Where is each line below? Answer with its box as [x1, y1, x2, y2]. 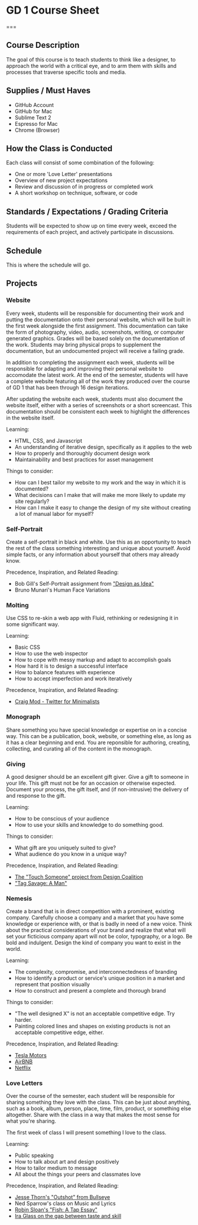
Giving [6, 760, 25, 768]
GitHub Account [14, 101, 54, 108]
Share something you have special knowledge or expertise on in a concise [6, 726, 187, 733]
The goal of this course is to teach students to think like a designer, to [6, 56, 176, 63]
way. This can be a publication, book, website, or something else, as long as [6, 732, 192, 739]
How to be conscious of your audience [14, 815, 109, 822]
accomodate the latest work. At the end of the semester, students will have [6, 371, 189, 378]
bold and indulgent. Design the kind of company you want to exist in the [6, 939, 181, 946]
